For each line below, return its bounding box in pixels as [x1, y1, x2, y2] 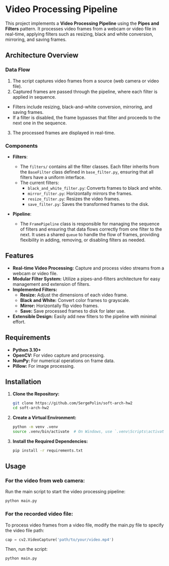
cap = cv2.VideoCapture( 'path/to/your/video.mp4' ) [5, 537, 114, 542]
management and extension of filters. [12, 281, 91, 287]
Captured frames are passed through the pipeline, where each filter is [12, 89, 158, 95]
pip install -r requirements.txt [12, 448, 83, 453]
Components [5, 142, 38, 149]
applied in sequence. [12, 94, 57, 100]
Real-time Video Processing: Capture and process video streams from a [12, 265, 164, 271]
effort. [12, 319, 26, 325]
